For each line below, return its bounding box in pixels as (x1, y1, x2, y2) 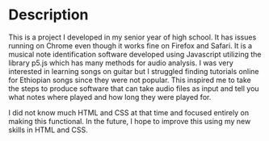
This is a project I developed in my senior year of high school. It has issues (8, 32, 257, 42)
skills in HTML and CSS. (8, 125, 88, 135)
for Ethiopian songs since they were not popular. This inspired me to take (8, 75, 252, 85)
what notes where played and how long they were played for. (8, 92, 212, 102)
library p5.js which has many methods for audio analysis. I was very (8, 58, 234, 68)
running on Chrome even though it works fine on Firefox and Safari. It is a (8, 40, 253, 50)
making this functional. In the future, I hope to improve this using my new (8, 116, 251, 126)
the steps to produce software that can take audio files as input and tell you (8, 83, 260, 93)
